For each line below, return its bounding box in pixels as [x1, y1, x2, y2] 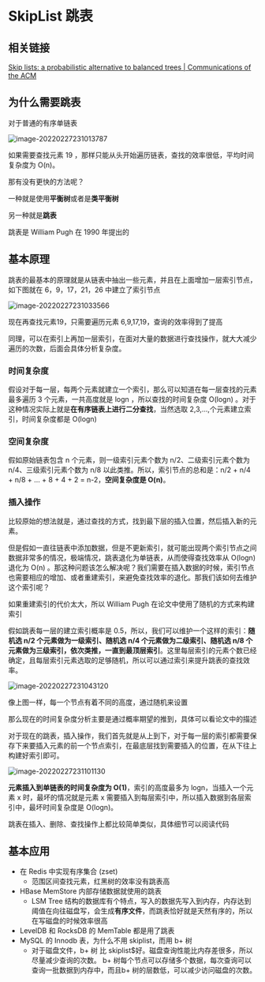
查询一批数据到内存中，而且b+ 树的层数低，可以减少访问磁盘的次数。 [31, 965, 257, 975]
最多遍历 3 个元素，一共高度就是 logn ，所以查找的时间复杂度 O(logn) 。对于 [8, 394, 256, 403]
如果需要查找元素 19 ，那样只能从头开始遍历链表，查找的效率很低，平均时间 [8, 150, 255, 159]
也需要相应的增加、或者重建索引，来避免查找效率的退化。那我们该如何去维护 [8, 572, 257, 582]
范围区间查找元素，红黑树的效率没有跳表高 [31, 877, 170, 886]
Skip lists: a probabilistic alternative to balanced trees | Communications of [8, 62, 252, 72]
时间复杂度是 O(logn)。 [42, 802, 118, 811]
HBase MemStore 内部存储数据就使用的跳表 [19, 886, 162, 896]
